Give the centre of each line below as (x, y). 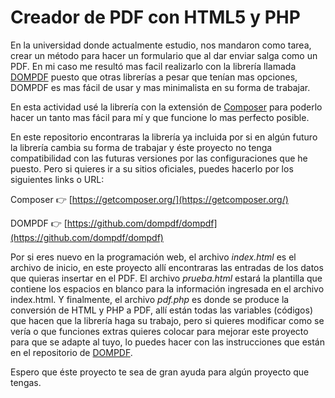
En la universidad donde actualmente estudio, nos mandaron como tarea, (161, 45)
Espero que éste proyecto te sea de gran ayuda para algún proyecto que (160, 372)
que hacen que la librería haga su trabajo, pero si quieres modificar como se (167, 320)
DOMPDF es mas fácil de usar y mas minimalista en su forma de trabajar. (160, 87)
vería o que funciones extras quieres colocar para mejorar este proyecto (159, 331)
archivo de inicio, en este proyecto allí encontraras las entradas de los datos (167, 267)
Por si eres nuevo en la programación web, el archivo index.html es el (153, 257)
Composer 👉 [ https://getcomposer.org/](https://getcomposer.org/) (149, 199)
